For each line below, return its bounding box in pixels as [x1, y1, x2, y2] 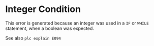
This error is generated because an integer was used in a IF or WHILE [5, 20, 149, 26]
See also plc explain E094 [5, 35, 61, 41]
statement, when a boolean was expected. [5, 25, 94, 31]
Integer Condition [5, 3, 81, 15]
